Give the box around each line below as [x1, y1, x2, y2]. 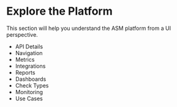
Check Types [15, 81, 49, 89]
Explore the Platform [6, 4, 113, 18]
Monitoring [15, 88, 43, 95]
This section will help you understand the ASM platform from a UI [6, 24, 171, 32]
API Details [15, 43, 43, 50]
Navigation [15, 49, 43, 56]
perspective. [6, 31, 38, 38]
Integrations [15, 62, 46, 70]
